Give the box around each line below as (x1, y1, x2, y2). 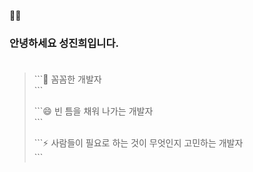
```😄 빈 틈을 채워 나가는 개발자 (33, 105, 154, 117)
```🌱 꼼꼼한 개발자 (33, 73, 102, 85)
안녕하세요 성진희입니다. (9, 36, 119, 50)
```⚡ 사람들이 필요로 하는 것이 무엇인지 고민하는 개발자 (33, 137, 244, 149)
